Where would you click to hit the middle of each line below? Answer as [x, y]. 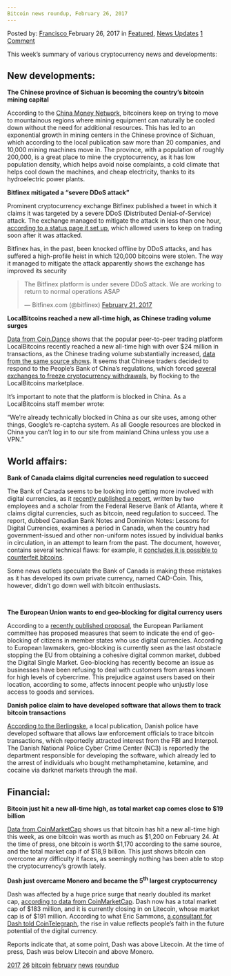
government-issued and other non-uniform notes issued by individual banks [115, 535]
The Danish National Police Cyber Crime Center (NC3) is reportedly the [108, 748]
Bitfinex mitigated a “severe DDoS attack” [68, 193]
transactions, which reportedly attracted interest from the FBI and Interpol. [113, 741]
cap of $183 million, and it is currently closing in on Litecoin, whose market [113, 909]
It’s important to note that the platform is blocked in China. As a [97, 397]
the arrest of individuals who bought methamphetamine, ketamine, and [108, 763]
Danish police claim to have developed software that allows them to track [114, 706]
